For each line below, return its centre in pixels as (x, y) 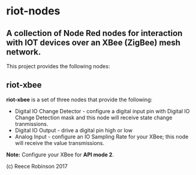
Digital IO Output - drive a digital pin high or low (74, 130)
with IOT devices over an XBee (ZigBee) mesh (94, 42)
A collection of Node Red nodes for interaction (94, 33)
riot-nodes (33, 11)
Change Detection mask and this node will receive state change (94, 117)
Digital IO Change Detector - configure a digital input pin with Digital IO (102, 111)
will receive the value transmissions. (60, 143)
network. (24, 52)
